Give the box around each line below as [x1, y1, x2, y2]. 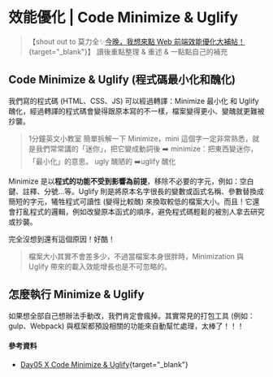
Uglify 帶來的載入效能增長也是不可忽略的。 [28, 262, 172, 271]
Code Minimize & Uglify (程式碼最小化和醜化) [8, 73, 236, 87]
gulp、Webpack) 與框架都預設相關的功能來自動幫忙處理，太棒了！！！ [8, 321, 245, 331]
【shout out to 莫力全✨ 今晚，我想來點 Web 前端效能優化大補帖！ [28, 37, 245, 46]
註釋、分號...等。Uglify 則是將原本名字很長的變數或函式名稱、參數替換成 [22, 186, 264, 196]
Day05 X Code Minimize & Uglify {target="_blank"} [19, 359, 188, 369]
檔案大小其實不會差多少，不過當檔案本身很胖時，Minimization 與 [28, 251, 245, 261]
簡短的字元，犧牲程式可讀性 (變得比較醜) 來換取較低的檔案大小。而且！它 [8, 197, 253, 206]
